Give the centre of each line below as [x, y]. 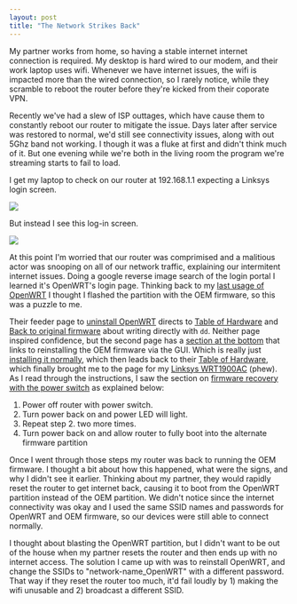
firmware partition [55, 442]
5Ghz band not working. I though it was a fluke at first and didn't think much [148, 144]
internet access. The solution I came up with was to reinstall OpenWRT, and [147, 561]
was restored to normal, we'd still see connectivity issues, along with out [142, 134]
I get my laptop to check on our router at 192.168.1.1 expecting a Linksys [140, 179]
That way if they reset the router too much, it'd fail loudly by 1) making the [144, 580]
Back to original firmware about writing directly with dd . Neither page [135, 330]
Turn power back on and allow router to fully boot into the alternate [145, 433]
